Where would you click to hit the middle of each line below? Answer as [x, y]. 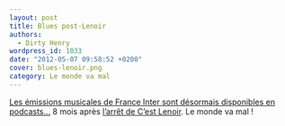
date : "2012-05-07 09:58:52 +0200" [76, 59]
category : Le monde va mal [60, 76]
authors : [26, 34]
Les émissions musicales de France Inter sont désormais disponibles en [142, 102]
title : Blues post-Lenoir [58, 26]
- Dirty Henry [44, 43]
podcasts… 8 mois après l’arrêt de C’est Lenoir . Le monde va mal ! [131, 111]
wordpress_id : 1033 [46, 51]
